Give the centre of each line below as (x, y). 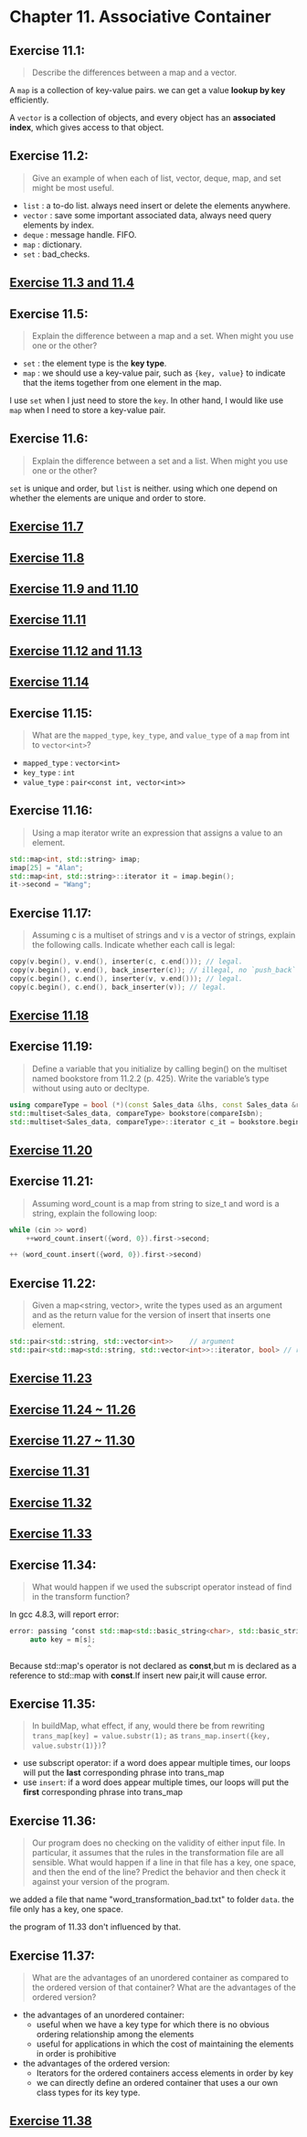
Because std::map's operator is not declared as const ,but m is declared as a (153, 1665)
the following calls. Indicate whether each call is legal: (133, 945)
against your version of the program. (101, 1882)
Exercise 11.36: (53, 1821)
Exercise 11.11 (48, 620)
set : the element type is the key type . (95, 364)
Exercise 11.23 (51, 1379)
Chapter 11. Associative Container (140, 17)
